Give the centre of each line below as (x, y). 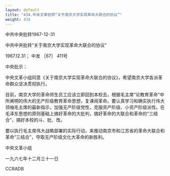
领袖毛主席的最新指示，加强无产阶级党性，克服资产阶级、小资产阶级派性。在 (85, 108)
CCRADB (15, 169)
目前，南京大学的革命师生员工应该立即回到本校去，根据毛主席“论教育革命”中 (85, 95)
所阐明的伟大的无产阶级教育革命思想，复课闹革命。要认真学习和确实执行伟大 (85, 101)
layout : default (22, 10)
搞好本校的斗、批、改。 (40, 120)
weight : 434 (18, 19)
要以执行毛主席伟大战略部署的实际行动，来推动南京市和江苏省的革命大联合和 (85, 131)
